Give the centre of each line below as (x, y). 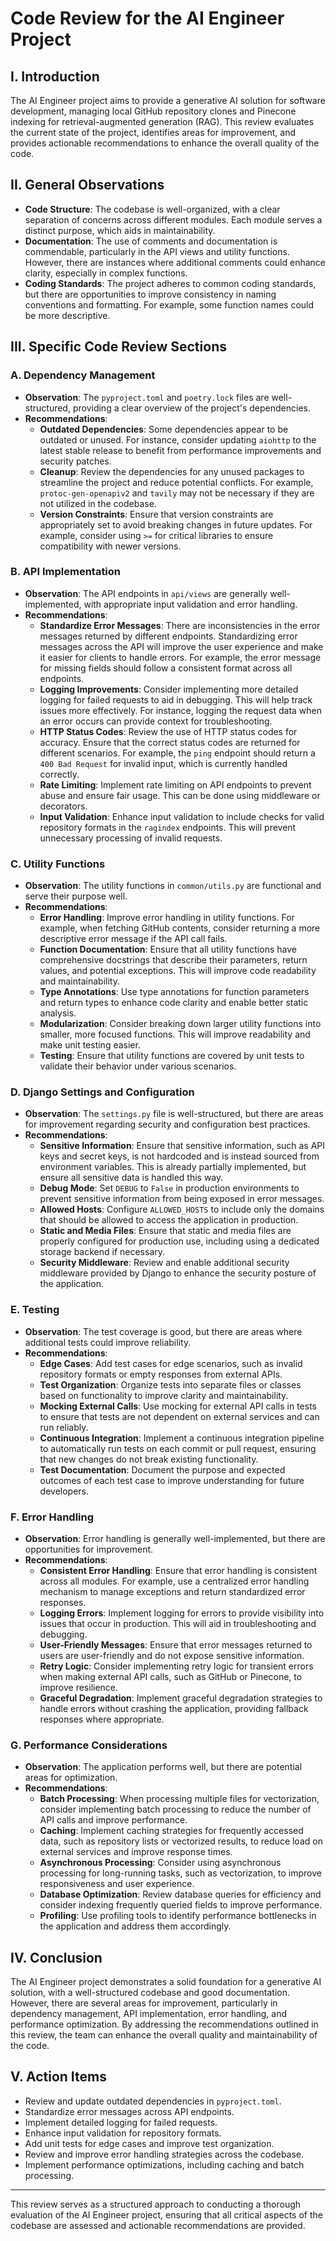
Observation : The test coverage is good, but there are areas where (163, 1331)
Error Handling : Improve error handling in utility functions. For (167, 918)
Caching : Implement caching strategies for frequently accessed (171, 1831)
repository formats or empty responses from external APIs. (161, 1374)
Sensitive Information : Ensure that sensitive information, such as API (182, 1146)
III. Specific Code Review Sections (118, 347)
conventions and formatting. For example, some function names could (169, 304)
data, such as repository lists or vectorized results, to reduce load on (181, 1841)
